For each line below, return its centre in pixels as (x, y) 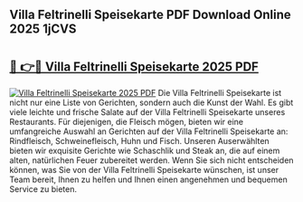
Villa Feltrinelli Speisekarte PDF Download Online (150, 15)
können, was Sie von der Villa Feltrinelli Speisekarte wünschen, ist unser (144, 170)
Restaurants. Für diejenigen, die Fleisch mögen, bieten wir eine (127, 122)
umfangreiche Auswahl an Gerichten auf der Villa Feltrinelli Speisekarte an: (149, 131)
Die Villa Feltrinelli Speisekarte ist (220, 93)
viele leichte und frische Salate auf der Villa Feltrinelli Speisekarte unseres (147, 112)
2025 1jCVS (43, 29)
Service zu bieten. (43, 189)
